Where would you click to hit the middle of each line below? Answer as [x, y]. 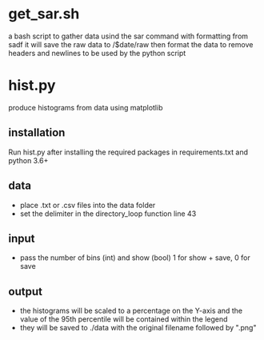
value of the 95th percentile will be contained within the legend [124, 319]
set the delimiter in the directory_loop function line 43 [108, 214]
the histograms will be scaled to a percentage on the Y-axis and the [131, 311]
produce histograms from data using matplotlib [86, 107]
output [25, 292]
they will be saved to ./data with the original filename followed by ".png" [138, 328]
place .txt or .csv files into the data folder [88, 205]
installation [37, 133]
